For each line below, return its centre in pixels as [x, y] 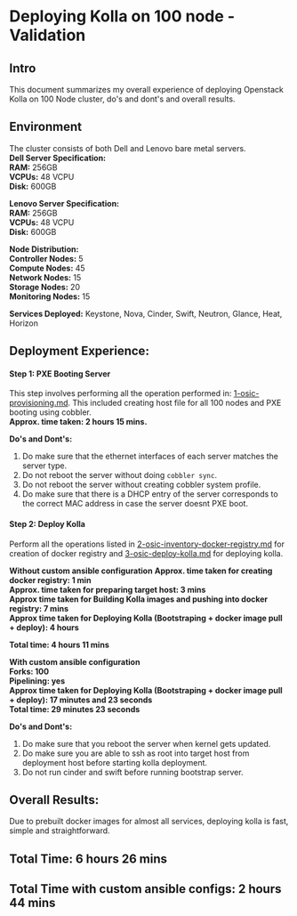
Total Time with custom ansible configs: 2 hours [145, 889]
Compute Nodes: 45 [48, 268]
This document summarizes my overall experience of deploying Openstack [147, 89]
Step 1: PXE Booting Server [60, 373]
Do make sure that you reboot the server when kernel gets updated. [146, 743]
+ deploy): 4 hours [44, 627]
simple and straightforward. [60, 831]
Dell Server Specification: [58, 158]
